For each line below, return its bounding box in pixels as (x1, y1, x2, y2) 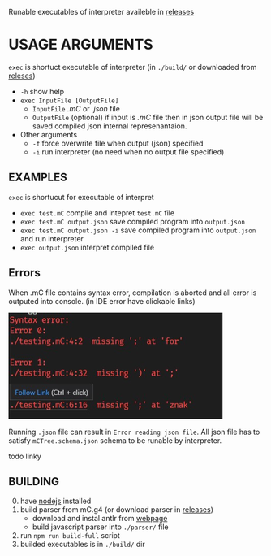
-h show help (19, 86, 65, 96)
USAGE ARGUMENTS (8, 36, 153, 54)
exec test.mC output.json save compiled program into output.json (19, 216, 246, 226)
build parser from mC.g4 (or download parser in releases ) (19, 505, 213, 515)
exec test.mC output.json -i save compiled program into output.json (19, 225, 256, 235)
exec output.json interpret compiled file (19, 242, 155, 252)
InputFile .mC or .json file (32, 103, 120, 113)
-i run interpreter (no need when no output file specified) (32, 146, 225, 157)
